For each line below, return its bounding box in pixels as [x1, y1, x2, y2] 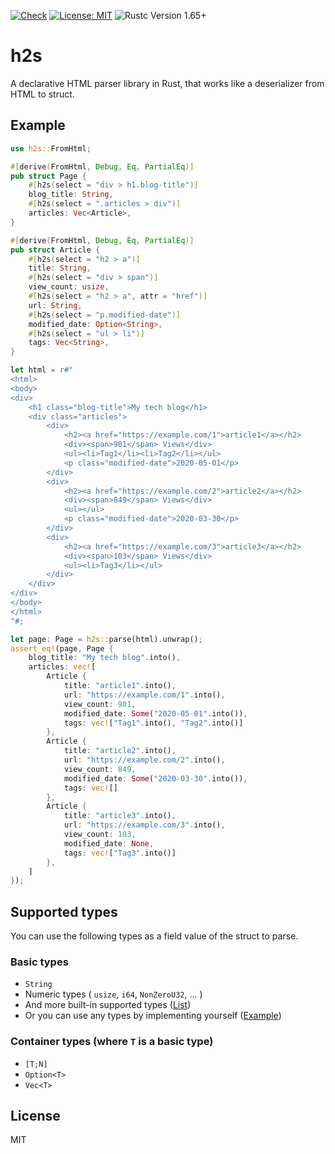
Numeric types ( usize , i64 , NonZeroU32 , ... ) [24, 988, 203, 1000]
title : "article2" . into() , [63, 746, 177, 756]
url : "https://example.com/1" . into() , [63, 690, 226, 700]
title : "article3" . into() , [63, 811, 177, 821]
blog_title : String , [28, 190, 114, 200]
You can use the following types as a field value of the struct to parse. [10, 930, 299, 942]
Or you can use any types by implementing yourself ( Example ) [24, 1010, 282, 1022]
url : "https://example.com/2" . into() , [63, 755, 226, 765]
